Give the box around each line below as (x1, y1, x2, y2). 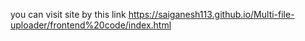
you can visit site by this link (10, 9, 127, 20)
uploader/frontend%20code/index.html (10, 19, 172, 31)
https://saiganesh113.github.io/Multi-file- (128, 9, 295, 20)
